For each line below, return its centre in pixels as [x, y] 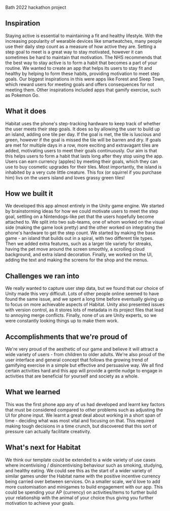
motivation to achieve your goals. [40, 503]
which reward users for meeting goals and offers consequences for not [80, 84]
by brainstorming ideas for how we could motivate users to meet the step [82, 211]
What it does [26, 111]
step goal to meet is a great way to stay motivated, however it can [74, 52]
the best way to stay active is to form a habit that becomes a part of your [81, 63]
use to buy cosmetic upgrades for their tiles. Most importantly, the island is [83, 167]
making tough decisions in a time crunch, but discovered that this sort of [81, 426]
